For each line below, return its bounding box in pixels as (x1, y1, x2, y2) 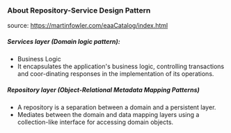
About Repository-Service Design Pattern (7, 6, 151, 15)
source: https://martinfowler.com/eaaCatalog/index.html (7, 22, 168, 30)
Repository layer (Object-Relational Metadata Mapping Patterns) (7, 86, 200, 94)
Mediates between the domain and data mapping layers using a (17, 111, 200, 119)
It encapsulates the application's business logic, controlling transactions (17, 62, 225, 71)
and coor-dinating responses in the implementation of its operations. (17, 70, 214, 78)
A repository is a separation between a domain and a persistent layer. (17, 103, 216, 111)
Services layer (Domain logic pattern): (7, 37, 120, 45)
